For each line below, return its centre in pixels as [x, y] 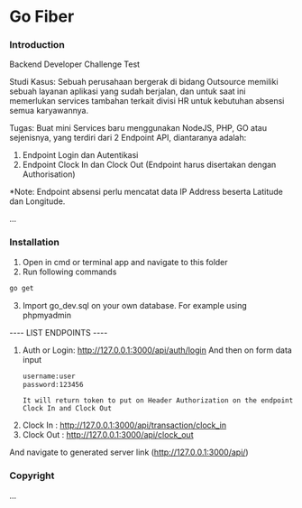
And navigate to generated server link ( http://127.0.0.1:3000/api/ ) [129, 452]
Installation [35, 243]
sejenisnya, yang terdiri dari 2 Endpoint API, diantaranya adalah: [128, 138]
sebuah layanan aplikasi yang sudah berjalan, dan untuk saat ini [128, 91]
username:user [49, 376]
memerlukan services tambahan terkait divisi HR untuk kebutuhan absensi [147, 101]
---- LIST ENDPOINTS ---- [59, 332]
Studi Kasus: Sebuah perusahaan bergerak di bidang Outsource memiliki [144, 82]
